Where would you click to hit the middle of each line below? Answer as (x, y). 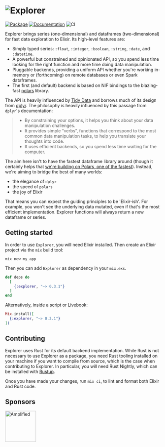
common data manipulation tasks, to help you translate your (85, 136)
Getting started (29, 233)
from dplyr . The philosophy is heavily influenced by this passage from (76, 105)
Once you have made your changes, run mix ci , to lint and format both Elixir (82, 381)
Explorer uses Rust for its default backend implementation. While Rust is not (82, 350)
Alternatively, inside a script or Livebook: (46, 305)
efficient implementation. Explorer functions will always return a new (75, 212)
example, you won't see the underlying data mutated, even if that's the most (82, 206)
